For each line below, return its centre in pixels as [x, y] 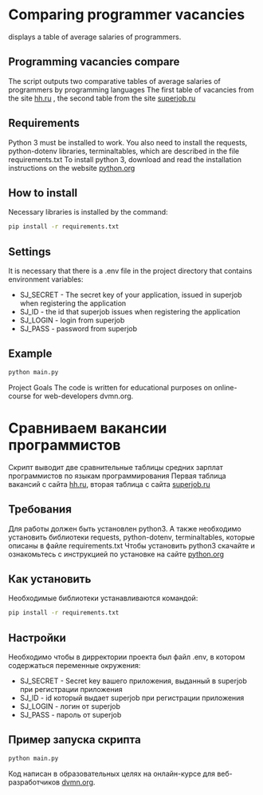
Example [30, 354]
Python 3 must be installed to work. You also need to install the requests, [128, 142]
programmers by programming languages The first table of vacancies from [131, 89]
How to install [43, 193]
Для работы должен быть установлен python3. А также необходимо [125, 528]
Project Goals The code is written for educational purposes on [110, 387]
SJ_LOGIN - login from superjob [72, 320]
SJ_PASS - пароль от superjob [71, 715]
